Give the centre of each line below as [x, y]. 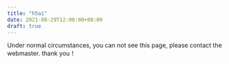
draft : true [24, 26]
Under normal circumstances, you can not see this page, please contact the [115, 46]
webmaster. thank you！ [42, 53]
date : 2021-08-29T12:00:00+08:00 [55, 20]
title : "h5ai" [28, 13]
